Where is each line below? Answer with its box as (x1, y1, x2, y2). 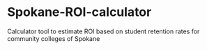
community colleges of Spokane (7, 34, 100, 42)
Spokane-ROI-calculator (7, 4, 152, 20)
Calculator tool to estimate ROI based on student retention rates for (7, 27, 200, 35)
